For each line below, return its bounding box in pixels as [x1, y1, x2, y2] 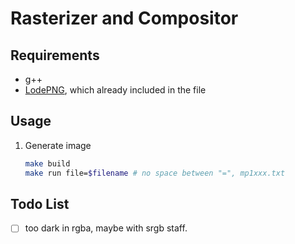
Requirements [10, 47, 100, 64]
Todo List [10, 195, 70, 212]
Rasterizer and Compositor [10, 7, 239, 30]
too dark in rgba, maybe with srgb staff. [24, 222, 188, 234]
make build [24, 158, 71, 169]
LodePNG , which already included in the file [24, 84, 207, 96]
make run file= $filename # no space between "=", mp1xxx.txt [24, 168, 286, 178]
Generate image [24, 139, 92, 151]
